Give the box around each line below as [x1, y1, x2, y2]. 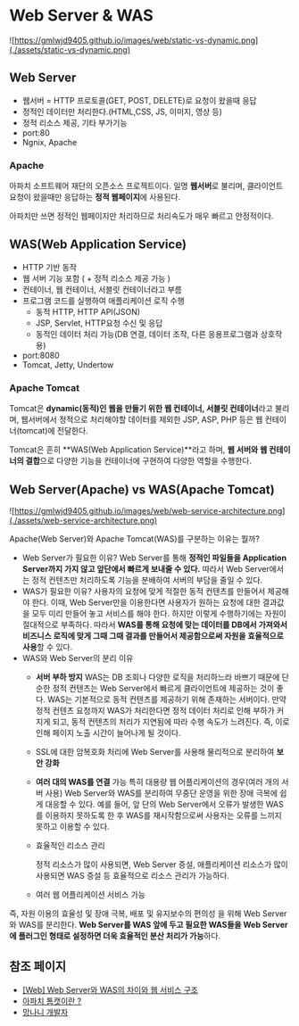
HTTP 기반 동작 [21, 261, 78, 272]
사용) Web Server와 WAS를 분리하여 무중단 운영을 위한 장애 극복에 [45, 787, 278, 798]
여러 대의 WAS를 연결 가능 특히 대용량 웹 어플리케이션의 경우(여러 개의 [35, 776, 279, 787]
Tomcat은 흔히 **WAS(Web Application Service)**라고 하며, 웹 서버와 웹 [9, 444, 268, 455]
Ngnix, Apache [21, 137, 78, 147]
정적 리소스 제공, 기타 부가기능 [21, 117, 128, 128]
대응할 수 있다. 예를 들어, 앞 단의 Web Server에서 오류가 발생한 [45, 798, 264, 809]
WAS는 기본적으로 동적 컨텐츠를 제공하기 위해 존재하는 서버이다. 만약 [47, 693, 287, 705]
